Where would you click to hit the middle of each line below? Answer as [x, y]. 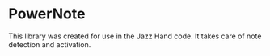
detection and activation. [50, 44]
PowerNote [47, 14]
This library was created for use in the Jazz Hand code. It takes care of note [135, 36]
